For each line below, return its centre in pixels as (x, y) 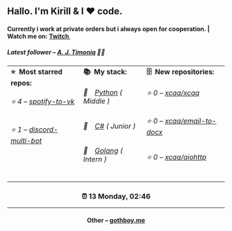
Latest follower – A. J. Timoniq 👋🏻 (56, 52)
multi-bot (26, 141)
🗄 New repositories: (180, 72)
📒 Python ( (103, 92)
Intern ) (95, 159)
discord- (43, 129)
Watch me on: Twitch (38, 36)
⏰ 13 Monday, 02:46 (116, 197)
